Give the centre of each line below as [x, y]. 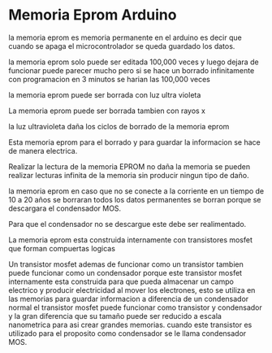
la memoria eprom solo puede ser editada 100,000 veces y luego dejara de [134, 62]
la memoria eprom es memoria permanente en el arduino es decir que [125, 37]
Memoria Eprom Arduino [93, 15]
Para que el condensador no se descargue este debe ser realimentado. [127, 224]
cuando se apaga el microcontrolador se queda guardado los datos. [122, 46]
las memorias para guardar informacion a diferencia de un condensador [129, 299]
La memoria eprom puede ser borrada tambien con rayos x [107, 111]
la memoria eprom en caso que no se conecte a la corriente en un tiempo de [136, 191]
